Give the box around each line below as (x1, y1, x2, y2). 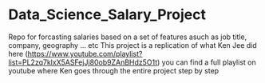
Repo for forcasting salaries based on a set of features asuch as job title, (8, 32, 247, 41)
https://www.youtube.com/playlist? (27, 49, 143, 58)
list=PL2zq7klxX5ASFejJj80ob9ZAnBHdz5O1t (8, 57, 158, 67)
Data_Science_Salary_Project (8, 6, 206, 24)
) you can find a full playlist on (156, 57, 257, 67)
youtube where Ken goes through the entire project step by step (8, 65, 220, 75)
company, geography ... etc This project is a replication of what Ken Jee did (8, 40, 257, 49)
